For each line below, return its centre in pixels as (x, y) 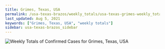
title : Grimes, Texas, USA (33, 9)
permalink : (16, 14)
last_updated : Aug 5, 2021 (33, 18)
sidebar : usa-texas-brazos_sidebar (41, 28)
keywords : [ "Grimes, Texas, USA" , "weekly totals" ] (59, 23)
